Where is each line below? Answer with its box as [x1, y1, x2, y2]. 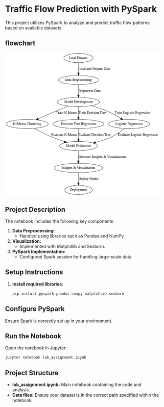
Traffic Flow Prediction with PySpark [5, 3, 157, 15]
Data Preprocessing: [12, 228, 55, 234]
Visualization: [12, 238, 42, 244]
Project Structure [5, 369, 59, 377]
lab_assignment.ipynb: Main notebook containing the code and [12, 382, 142, 388]
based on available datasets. [5, 25, 63, 30]
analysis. [12, 387, 30, 393]
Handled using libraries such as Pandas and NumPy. [19, 233, 125, 239]
